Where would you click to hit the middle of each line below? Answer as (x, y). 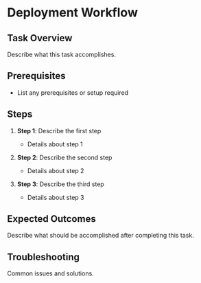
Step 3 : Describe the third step (60, 184)
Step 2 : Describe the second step (64, 157)
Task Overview (40, 38)
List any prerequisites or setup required (73, 92)
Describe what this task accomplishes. (62, 54)
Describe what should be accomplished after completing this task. (100, 236)
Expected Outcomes (51, 219)
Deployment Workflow (73, 13)
